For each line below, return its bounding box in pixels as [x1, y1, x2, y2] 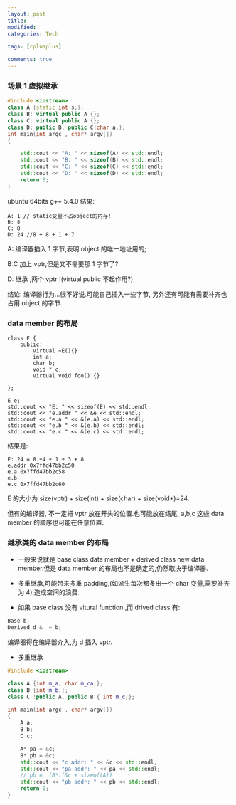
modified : [7, 23, 37, 31]
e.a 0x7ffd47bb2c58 [7, 468, 65, 475]
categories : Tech [7, 30, 59, 38]
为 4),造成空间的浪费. [17, 588, 80, 596]
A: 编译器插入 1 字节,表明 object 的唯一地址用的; [7, 244, 147, 253]
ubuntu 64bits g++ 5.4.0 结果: [7, 196, 95, 205]
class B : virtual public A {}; [7, 111, 100, 118]
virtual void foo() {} [33, 372, 100, 379]
